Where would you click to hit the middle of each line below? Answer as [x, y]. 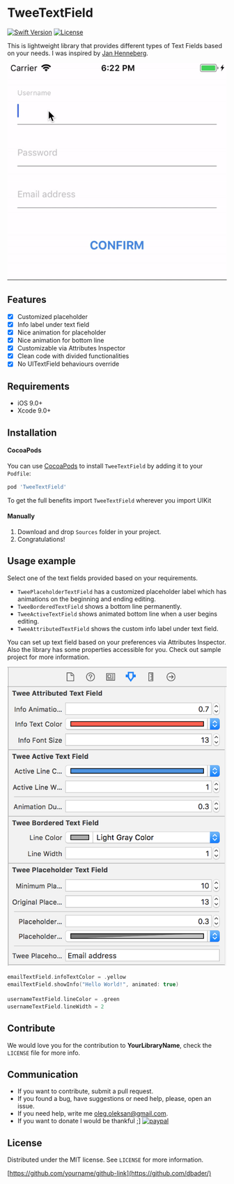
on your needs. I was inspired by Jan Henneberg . [78, 53]
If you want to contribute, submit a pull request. [85, 1091]
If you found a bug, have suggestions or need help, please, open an [114, 1099]
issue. [26, 1106]
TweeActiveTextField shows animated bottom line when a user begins [117, 614]
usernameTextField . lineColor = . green [63, 1000]
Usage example [42, 561]
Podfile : [19, 473]
